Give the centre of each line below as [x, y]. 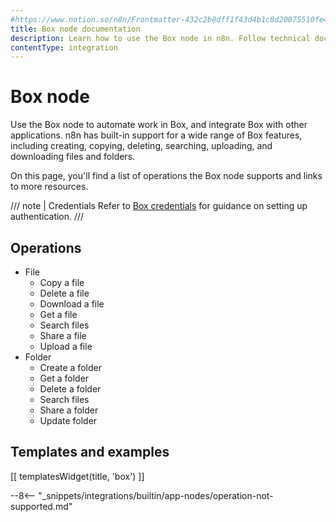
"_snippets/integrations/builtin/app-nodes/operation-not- [156, 495]
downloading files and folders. [73, 157]
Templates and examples [90, 452]
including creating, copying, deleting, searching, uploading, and [141, 146]
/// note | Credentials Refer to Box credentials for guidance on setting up [159, 206]
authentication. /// [47, 217]
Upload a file [66, 346]
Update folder [68, 420]
